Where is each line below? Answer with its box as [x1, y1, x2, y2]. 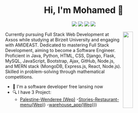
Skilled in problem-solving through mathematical [5, 68, 105, 74]
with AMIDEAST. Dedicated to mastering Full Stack [5, 42, 110, 48]
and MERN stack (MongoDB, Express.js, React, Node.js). [5, 63, 121, 69]
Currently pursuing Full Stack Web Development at [5, 31, 109, 37]
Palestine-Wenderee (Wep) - [19, 96, 79, 102]
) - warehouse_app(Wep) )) [44, 101, 97, 107]
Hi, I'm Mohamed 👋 [44, 4, 124, 16]
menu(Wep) [19, 101, 44, 107]
